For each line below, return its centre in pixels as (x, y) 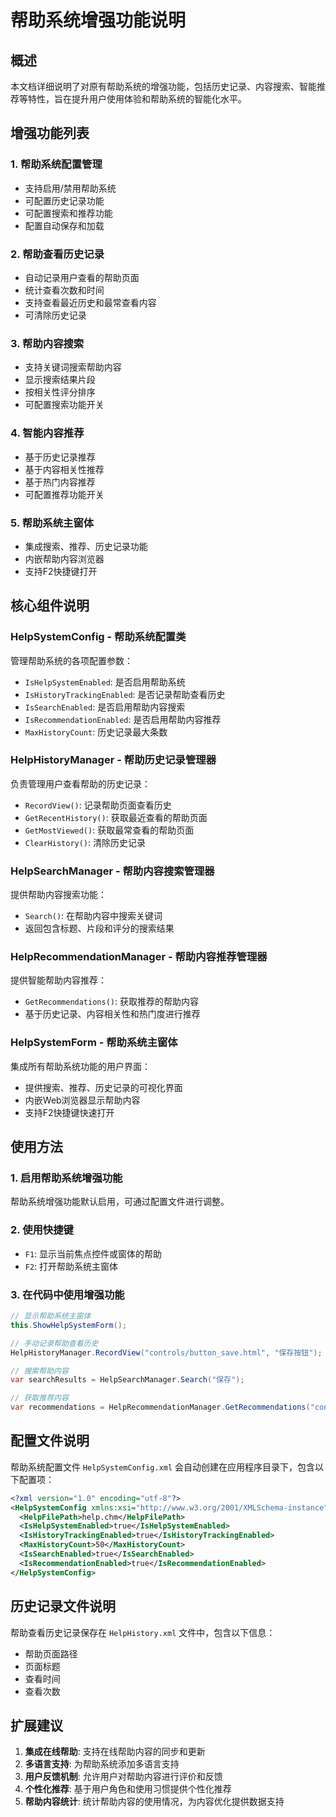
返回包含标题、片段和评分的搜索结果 (99, 928)
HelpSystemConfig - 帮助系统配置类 (98, 637)
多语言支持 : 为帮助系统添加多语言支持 (102, 1764)
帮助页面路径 (51, 1653)
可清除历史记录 (55, 315)
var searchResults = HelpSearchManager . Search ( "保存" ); (127, 1380)
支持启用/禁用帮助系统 (70, 188)
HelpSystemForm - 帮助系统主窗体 (94, 1043)
